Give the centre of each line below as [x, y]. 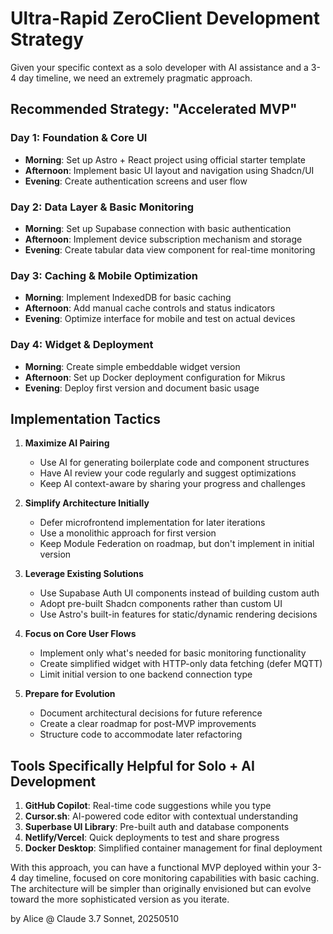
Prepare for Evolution [70, 694]
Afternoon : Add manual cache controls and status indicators [150, 308]
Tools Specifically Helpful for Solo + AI [132, 765]
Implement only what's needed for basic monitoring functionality [173, 653]
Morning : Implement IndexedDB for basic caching [128, 298]
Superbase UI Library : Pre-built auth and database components [157, 827]
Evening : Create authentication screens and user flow [136, 181]
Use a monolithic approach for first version [128, 533]
